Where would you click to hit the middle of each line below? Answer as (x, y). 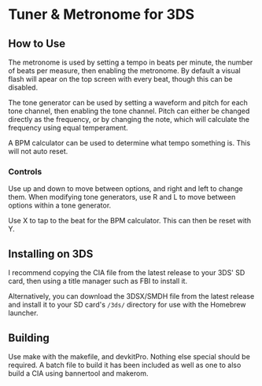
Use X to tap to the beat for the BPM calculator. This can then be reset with (130, 221)
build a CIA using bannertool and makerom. (78, 373)
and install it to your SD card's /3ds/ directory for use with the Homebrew (127, 305)
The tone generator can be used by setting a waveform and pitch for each (128, 103)
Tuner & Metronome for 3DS (101, 15)
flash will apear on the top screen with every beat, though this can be (120, 79)
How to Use (37, 44)
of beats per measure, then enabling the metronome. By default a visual (125, 71)
